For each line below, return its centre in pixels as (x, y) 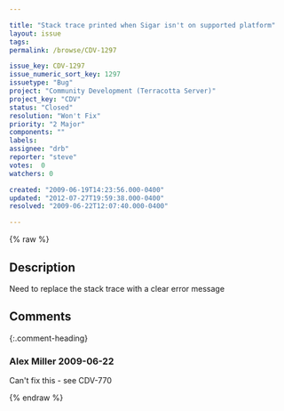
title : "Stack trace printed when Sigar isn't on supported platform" (142, 25)
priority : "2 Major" (47, 124)
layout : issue (35, 33)
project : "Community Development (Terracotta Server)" (113, 91)
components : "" (37, 133)
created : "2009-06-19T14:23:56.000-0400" (87, 189)
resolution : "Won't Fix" (55, 116)
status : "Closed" (41, 108)
